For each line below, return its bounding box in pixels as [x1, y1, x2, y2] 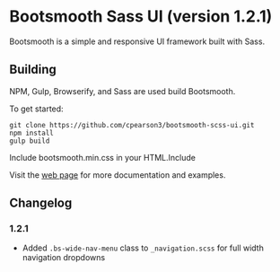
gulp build [9, 136, 50, 145]
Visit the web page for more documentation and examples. [9, 169, 226, 180]
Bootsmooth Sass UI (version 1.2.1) [9, 6, 273, 27]
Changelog [9, 196, 73, 211]
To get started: [9, 103, 65, 114]
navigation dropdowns [22, 252, 106, 263]
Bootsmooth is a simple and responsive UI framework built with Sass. [9, 36, 266, 47]
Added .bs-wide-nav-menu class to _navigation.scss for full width [22, 242, 265, 253]
